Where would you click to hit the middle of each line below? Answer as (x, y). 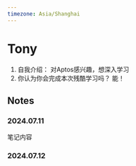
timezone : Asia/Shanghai (44, 14)
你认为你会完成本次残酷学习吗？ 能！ (71, 78)
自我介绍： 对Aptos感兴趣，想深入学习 (73, 69)
